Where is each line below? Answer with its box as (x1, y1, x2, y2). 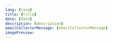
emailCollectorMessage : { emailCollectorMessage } (5, 26, 108, 31)
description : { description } (5, 21, 64, 26)
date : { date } (5, 16, 32, 21)
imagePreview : (5, 30, 35, 35)
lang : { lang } (5, 7, 32, 12)
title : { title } (5, 12, 37, 17)
